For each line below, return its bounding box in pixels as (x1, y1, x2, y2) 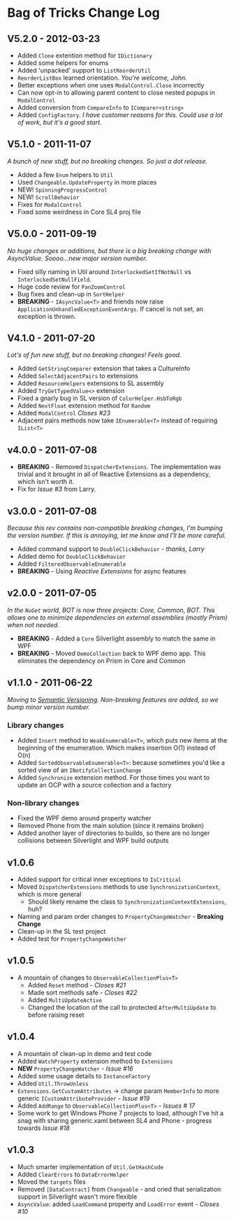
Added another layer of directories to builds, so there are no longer (17, 829, 210, 837)
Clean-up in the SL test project (17, 927, 106, 936)
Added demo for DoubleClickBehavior (17, 552, 126, 561)
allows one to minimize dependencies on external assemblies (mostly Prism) (7, 613, 228, 622)
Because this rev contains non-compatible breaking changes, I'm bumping (7, 524, 224, 532)
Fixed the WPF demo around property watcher (17, 814, 152, 822)
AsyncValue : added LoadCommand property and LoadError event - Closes (17, 1199, 220, 1208)
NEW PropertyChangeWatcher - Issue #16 (17, 1064, 134, 1073)
